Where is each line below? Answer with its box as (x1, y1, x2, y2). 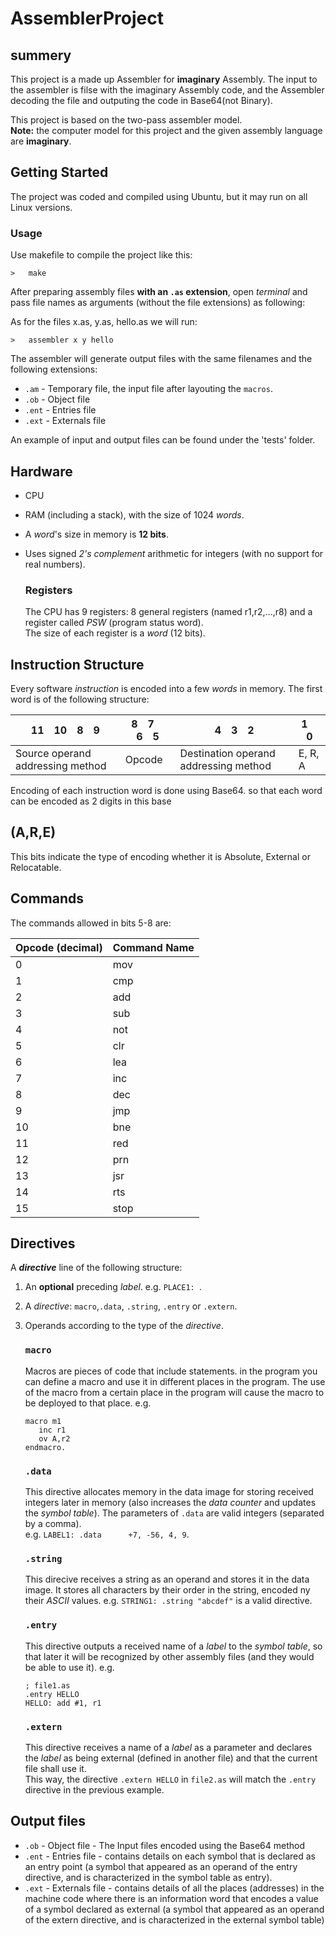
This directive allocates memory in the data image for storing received (24, 1486, 314, 1498)
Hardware (10, 463, 73, 480)
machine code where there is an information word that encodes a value (24, 1892, 319, 1904)
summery (10, 47, 72, 64)
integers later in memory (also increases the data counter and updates (24, 1497, 317, 1509)
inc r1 (38, 1425, 67, 1435)
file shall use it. (24, 1762, 87, 1774)
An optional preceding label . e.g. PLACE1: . (24, 1281, 202, 1293)
